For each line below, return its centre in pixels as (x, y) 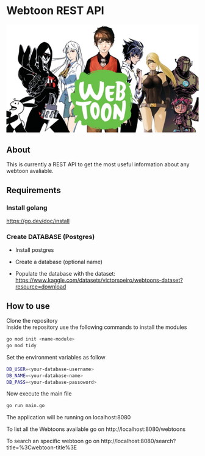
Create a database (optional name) (59, 262)
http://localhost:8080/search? (138, 441)
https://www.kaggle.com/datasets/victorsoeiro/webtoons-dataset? (99, 280)
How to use (28, 306)
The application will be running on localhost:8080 (69, 417)
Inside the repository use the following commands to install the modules (97, 327)
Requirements (34, 190)
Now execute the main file (39, 394)
